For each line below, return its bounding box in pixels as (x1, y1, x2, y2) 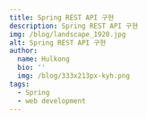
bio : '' (17, 64, 47, 72)
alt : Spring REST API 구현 (9, 38, 107, 47)
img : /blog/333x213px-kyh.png (17, 72, 130, 81)
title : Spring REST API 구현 (9, 13, 115, 22)
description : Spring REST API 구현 (9, 21, 139, 30)
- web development (17, 96, 87, 106)
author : (9, 47, 39, 55)
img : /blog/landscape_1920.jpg (9, 30, 126, 38)
